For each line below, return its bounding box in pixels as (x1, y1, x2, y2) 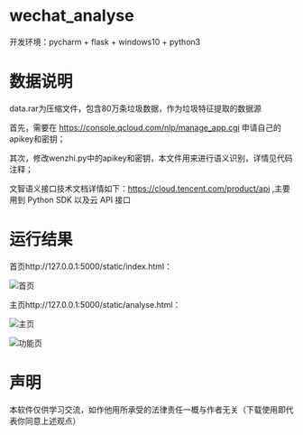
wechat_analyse (9, 5, 134, 26)
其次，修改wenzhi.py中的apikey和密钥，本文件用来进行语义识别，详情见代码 (9, 153, 293, 163)
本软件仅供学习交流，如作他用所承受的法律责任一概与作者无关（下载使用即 (9, 403, 286, 415)
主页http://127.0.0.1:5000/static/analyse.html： (9, 299, 181, 310)
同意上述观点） (24, 415, 81, 426)
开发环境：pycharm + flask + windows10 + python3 (9, 36, 201, 47)
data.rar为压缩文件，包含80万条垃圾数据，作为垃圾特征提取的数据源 (9, 103, 262, 114)
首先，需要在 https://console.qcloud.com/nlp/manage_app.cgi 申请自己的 (9, 122, 282, 133)
